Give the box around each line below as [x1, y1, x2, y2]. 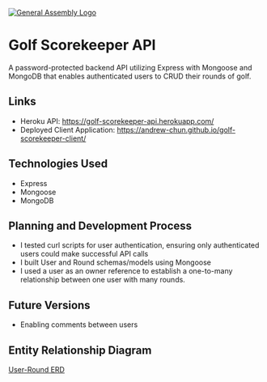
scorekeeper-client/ [19, 134, 87, 143]
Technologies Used [8, 157, 108, 171]
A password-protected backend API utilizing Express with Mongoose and [8, 62, 252, 72]
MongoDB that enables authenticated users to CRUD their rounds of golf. [8, 71, 252, 81]
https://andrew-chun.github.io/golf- [117, 125, 236, 134]
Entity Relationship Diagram [8, 343, 152, 357]
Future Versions [8, 298, 91, 312]
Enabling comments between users [19, 320, 138, 329]
